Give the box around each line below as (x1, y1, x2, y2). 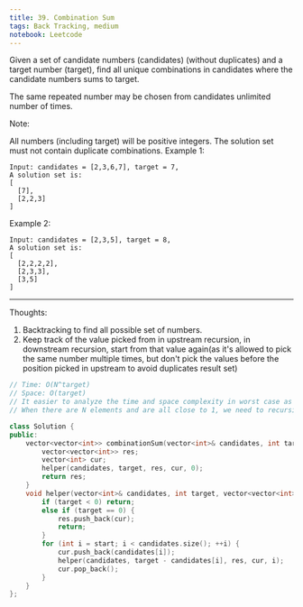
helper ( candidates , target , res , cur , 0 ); (41, 464, 204, 474)
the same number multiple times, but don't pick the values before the (22, 354, 280, 364)
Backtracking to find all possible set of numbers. (22, 325, 203, 336)
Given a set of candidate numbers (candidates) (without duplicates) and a (9, 55, 283, 66)
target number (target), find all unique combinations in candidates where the (9, 64, 293, 75)
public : (9, 430, 39, 439)
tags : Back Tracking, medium (9, 22, 119, 31)
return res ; (41, 473, 87, 482)
